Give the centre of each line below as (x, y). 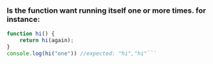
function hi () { (31, 34)
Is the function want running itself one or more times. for (106, 11)
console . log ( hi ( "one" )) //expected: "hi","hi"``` (82, 53)
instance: (24, 19)
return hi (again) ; (47, 41)
